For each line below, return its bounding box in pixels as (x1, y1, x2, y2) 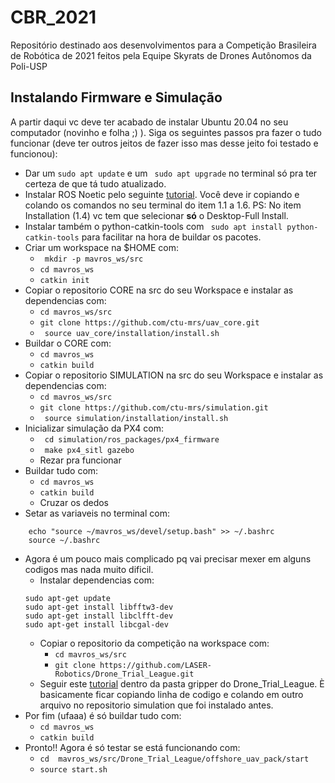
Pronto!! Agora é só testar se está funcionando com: (24, 741, 241, 753)
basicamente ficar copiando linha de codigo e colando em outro (39, 688, 304, 700)
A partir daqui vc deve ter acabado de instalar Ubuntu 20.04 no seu (10, 116, 289, 128)
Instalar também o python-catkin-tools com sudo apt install (24, 220, 283, 232)
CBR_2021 (10, 6, 97, 29)
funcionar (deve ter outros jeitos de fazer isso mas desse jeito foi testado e (10, 137, 319, 149)
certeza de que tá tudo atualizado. (24, 177, 167, 190)
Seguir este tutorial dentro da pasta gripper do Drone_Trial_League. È (39, 677, 325, 690)
